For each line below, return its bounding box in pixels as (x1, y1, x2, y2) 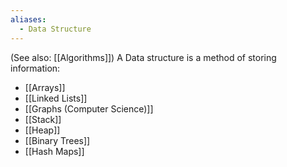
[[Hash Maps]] (24, 145, 85, 157)
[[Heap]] (24, 124, 61, 136)
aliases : (10, 14, 47, 25)
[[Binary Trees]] (24, 134, 91, 146)
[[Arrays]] (24, 81, 66, 93)
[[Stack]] (24, 113, 62, 125)
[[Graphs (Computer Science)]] (24, 102, 154, 115)
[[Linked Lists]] (24, 92, 88, 104)
